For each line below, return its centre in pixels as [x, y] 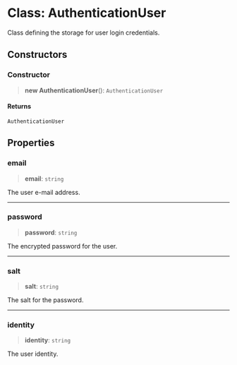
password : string [51, 232]
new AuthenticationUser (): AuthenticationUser [94, 90]
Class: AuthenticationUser [87, 13]
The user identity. [33, 354]
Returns [19, 107]
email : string [44, 179]
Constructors [37, 55]
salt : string [41, 287]
